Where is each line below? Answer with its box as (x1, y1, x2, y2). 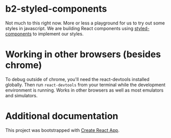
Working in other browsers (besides (5, 49, 161, 60)
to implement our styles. (33, 31, 84, 37)
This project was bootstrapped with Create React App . (5, 127, 120, 133)
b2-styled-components (5, 3, 107, 15)
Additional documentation (5, 111, 118, 122)
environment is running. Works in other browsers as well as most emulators (5, 87, 164, 93)
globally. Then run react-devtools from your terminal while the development (5, 81, 166, 88)
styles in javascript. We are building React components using (5, 25, 134, 31)
